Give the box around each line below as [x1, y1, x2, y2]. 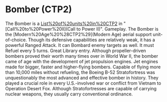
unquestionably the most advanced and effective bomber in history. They [5, 74, 159, 81]
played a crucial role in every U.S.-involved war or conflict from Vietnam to [5, 80, 161, 86]
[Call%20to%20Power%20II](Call [5, 25, 76, 32]
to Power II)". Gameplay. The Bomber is [76, 25, 159, 32]
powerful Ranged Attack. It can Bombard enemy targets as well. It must [5, 42, 154, 48]
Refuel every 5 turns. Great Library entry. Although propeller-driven [5, 47, 146, 54]
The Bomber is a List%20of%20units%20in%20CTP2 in [5, 20, 123, 27]
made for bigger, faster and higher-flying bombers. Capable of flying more [5, 64, 161, 70]
